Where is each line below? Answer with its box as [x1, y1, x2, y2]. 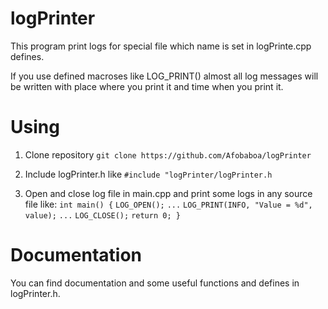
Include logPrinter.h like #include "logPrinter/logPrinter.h [24, 168, 273, 180]
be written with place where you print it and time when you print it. [10, 80, 284, 92]
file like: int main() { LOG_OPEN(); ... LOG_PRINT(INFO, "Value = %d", [24, 198, 313, 210]
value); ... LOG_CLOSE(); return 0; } [24, 210, 181, 221]
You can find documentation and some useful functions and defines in [10, 277, 300, 289]
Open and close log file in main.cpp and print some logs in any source [24, 187, 313, 199]
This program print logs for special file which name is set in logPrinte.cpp [10, 40, 312, 52]
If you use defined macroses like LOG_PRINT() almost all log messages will [10, 70, 319, 82]
